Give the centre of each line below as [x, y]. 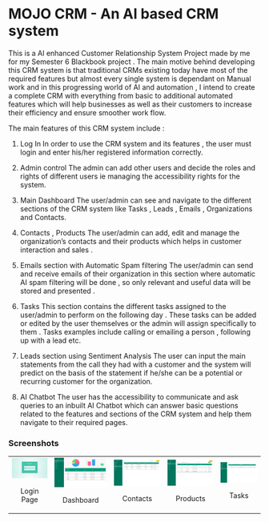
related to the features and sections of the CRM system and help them [136, 414]
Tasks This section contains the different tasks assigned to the [123, 306]
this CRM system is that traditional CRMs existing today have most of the [128, 70]
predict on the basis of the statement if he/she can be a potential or [131, 372]
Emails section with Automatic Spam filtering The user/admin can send [137, 265]
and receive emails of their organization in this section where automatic [138, 274]
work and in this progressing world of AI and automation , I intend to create [132, 87]
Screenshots [34, 443]
